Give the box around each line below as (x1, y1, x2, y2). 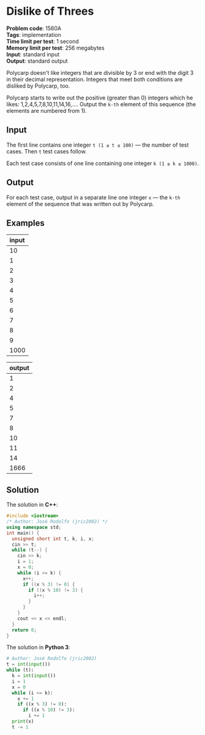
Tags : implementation (6, 31, 61, 38)
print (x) (12, 718, 34, 725)
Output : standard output (6, 57, 69, 64)
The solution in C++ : (6, 501, 58, 509)
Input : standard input (6, 50, 60, 58)
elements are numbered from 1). (6, 107, 88, 114)
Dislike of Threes (6, 4, 94, 18)
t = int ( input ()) (6, 661, 51, 668)
